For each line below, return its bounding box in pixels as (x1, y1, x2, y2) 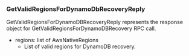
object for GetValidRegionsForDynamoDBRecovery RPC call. (6, 25, 156, 32)
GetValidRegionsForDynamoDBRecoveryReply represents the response (6, 19, 183, 26)
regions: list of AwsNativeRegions (14, 37, 98, 44)
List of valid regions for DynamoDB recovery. (24, 43, 136, 50)
